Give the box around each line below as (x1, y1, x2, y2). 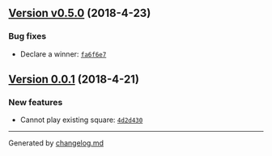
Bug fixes (8, 31, 47, 42)
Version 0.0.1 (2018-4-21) (8, 73, 140, 86)
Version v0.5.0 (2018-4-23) (8, 6, 151, 20)
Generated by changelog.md (8, 138, 104, 148)
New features (8, 97, 63, 108)
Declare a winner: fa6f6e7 (19, 48, 107, 59)
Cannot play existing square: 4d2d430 (19, 115, 143, 124)
